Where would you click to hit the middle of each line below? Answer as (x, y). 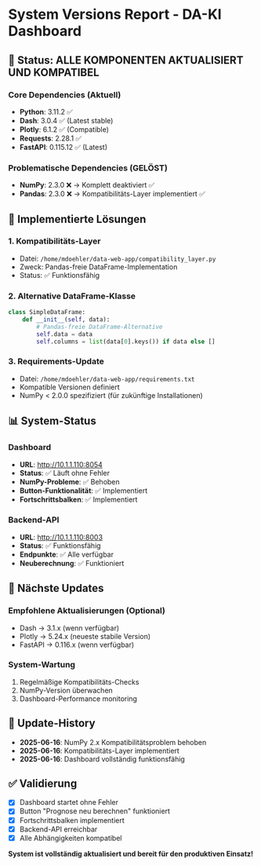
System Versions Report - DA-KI (115, 15)
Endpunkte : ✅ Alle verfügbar (66, 554)
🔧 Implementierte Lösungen (77, 219)
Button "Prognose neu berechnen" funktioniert (95, 811)
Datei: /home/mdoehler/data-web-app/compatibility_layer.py (118, 258)
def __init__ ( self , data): (66, 320)
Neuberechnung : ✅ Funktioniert (72, 563)
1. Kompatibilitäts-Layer (54, 241)
